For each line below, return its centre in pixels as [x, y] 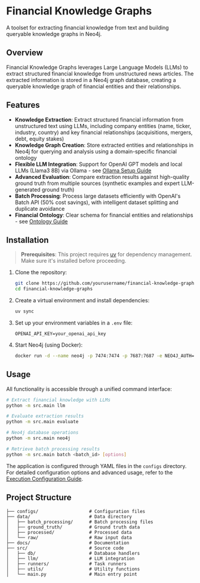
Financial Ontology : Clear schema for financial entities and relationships [104, 215]
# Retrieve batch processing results [53, 449]
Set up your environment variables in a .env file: [74, 323]
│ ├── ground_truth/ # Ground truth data [73, 527]
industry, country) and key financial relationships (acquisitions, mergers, [104, 132]
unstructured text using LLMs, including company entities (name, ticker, [103, 126]
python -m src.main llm [36, 405]
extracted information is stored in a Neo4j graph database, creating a [91, 80]
